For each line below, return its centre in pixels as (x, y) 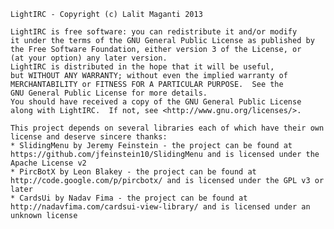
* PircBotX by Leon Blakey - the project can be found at (133, 172)
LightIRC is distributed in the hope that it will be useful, (142, 67)
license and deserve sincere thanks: (89, 137)
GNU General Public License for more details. (109, 93)
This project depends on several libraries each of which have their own (167, 128)
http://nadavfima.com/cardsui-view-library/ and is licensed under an (160, 207)
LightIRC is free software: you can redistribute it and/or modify (154, 32)
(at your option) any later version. (89, 58)
